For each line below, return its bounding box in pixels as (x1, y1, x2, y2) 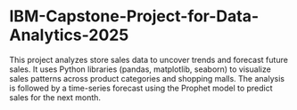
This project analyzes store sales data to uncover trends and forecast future (9, 54, 288, 65)
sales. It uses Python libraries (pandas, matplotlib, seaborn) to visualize (9, 64, 272, 75)
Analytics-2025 (9, 25, 129, 45)
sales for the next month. (9, 91, 101, 103)
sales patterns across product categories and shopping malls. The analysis (9, 73, 285, 83)
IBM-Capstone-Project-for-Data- (9, 6, 260, 27)
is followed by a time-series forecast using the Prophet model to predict (9, 82, 274, 93)
